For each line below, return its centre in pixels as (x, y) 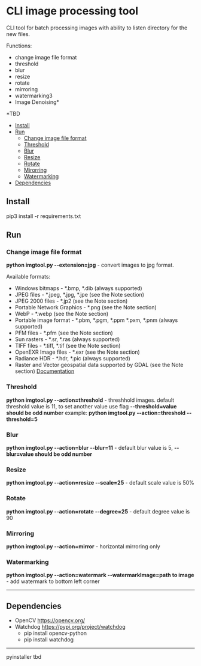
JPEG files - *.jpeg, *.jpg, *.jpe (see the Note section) (80, 295)
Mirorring (35, 170)
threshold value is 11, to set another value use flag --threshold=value (92, 406)
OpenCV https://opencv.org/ (50, 620)
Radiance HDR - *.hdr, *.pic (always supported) (72, 359)
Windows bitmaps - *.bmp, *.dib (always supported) (78, 288)
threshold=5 (22, 419)
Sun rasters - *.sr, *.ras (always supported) (67, 339)
